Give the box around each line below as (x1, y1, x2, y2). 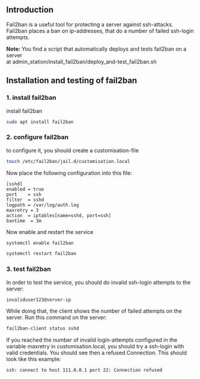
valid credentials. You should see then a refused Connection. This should (6, 349, 187, 357)
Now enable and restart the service (6, 228, 94, 235)
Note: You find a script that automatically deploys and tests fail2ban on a (6, 45, 187, 52)
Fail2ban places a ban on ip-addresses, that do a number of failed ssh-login (6, 27, 194, 34)
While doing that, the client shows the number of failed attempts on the (6, 307, 182, 315)
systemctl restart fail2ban (6, 251, 77, 257)
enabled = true (6, 186, 44, 192)
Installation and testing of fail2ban (6, 75, 138, 86)
